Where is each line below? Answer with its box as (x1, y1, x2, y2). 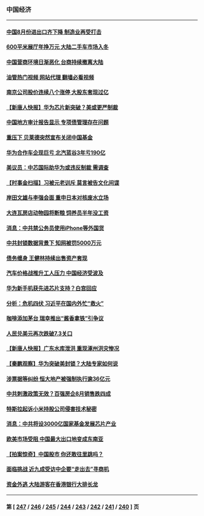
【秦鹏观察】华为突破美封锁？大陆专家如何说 (6, 359, 118, 367)
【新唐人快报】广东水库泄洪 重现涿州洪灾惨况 (6, 345, 120, 352)
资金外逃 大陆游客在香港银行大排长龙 (6, 480, 98, 488)
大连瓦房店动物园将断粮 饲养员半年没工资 (6, 209, 109, 217)
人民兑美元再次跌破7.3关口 (6, 330, 73, 337)
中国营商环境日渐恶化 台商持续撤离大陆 (6, 58, 104, 66)
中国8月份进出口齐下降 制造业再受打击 (6, 28, 102, 35)
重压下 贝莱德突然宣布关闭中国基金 (6, 134, 93, 141)
